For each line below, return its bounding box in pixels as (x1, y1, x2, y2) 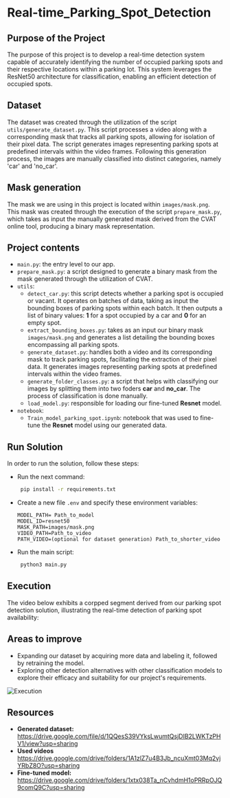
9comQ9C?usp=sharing (16, 784, 85, 792)
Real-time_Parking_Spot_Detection (7, 5, 211, 21)
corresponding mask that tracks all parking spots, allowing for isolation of (7, 132, 215, 140)
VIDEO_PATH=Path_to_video (16, 530, 91, 537)
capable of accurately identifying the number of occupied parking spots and (7, 58, 223, 66)
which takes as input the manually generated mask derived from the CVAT (7, 215, 217, 223)
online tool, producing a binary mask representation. (7, 222, 155, 230)
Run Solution (7, 441, 63, 452)
